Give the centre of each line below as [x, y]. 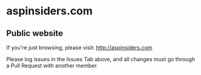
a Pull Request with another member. [52, 65]
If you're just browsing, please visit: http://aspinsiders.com [79, 47]
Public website [35, 33]
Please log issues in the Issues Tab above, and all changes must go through [101, 59]
